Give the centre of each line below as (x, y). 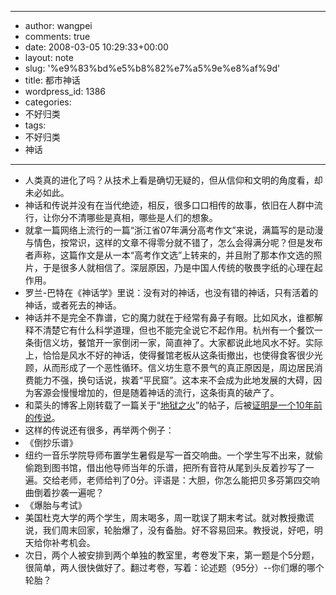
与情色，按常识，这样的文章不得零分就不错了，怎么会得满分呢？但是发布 (173, 242)
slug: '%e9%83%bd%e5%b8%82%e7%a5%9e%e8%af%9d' (152, 68)
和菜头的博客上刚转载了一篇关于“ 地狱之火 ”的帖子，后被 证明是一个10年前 (173, 405)
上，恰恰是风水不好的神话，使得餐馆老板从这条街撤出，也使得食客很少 (169, 355)
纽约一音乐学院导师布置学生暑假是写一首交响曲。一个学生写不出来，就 (169, 455)
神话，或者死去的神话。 (73, 305)
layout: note (49, 57)
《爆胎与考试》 (55, 505)
